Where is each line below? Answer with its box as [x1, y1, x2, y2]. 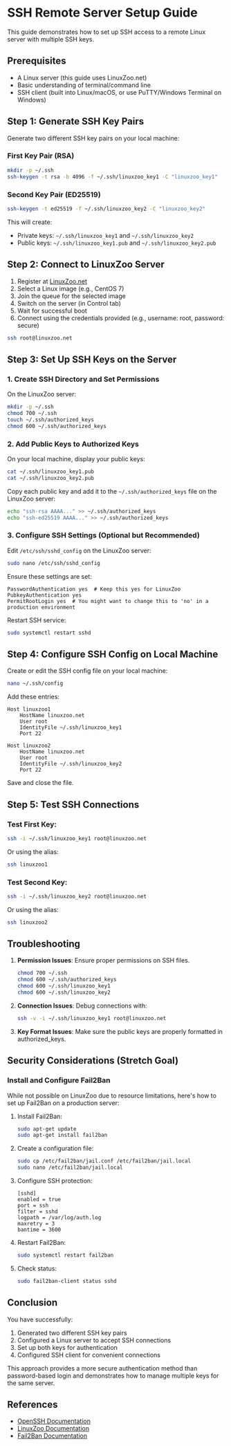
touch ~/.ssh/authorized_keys [7, 416, 95, 423]
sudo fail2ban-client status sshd [17, 1277, 117, 1284]
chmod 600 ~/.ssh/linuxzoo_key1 [17, 983, 111, 990]
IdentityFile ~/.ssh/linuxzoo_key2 [19, 761, 122, 768]
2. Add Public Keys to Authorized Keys [7, 439, 140, 449]
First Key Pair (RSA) [7, 151, 75, 160]
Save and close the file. [7, 779, 74, 787]
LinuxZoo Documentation [17, 1425, 90, 1433]
